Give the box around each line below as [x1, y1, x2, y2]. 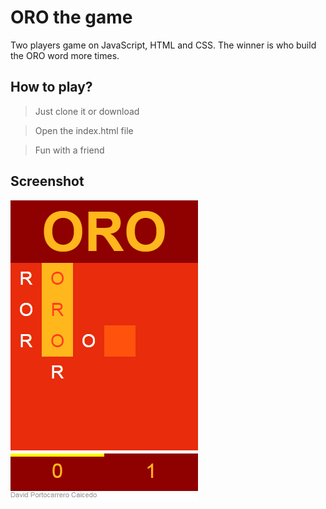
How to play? [10, 79, 93, 96]
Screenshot [10, 173, 85, 190]
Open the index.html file [34, 124, 134, 136]
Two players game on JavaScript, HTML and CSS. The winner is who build [10, 39, 317, 51]
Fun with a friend [34, 144, 105, 156]
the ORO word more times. [10, 49, 120, 61]
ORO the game [10, 6, 133, 29]
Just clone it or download [34, 105, 140, 117]
